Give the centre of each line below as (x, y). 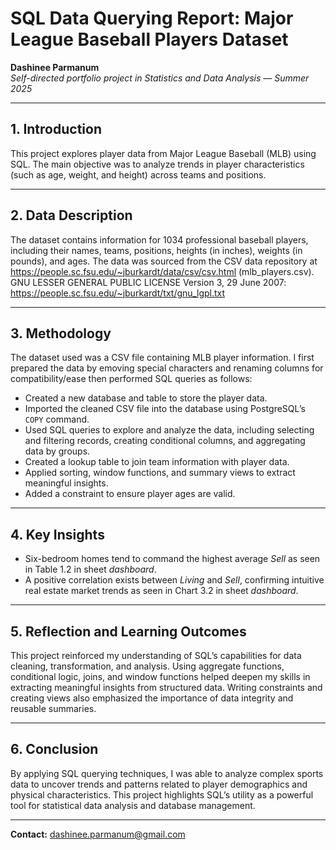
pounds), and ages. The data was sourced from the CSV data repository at (164, 261)
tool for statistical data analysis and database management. (133, 805)
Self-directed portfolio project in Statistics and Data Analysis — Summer (160, 78)
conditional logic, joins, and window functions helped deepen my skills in (160, 676)
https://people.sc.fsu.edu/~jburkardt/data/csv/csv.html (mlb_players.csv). (162, 271)
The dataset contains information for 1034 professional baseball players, (159, 239)
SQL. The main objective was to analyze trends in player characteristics (157, 164)
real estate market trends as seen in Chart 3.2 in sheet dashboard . (161, 591)
